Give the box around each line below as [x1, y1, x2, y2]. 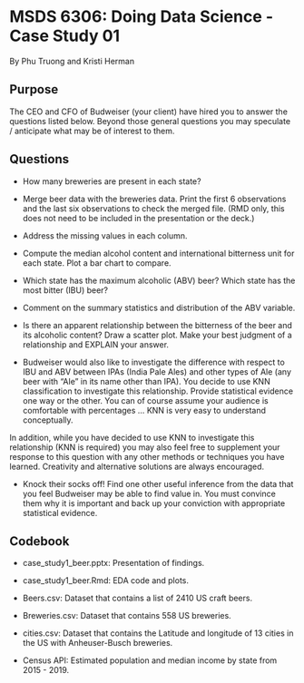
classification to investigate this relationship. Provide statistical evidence [22, 385, 293, 396]
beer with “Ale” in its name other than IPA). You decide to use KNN [22, 376, 270, 386]
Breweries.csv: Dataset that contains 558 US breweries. [22, 610, 231, 621]
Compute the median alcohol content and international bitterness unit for [22, 248, 295, 259]
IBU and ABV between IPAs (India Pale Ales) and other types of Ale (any [22, 366, 292, 377]
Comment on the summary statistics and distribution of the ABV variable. [22, 302, 296, 313]
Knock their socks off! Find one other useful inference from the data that [22, 478, 294, 489]
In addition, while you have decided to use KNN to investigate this [9, 432, 255, 443]
